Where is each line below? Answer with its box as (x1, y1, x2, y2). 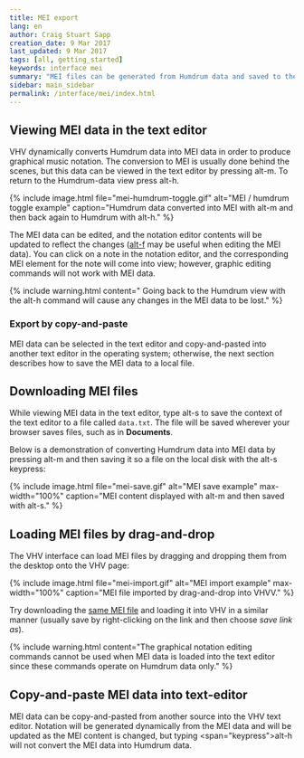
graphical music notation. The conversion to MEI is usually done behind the (9, 156, 290, 167)
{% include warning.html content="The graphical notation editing (9, 641, 252, 652)
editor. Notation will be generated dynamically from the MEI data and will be (9, 721, 292, 732)
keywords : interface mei (9, 64, 103, 73)
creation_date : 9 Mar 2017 (9, 38, 111, 48)
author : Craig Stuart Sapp (9, 30, 111, 39)
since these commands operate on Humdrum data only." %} (9, 661, 233, 672)
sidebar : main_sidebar (9, 81, 95, 90)
